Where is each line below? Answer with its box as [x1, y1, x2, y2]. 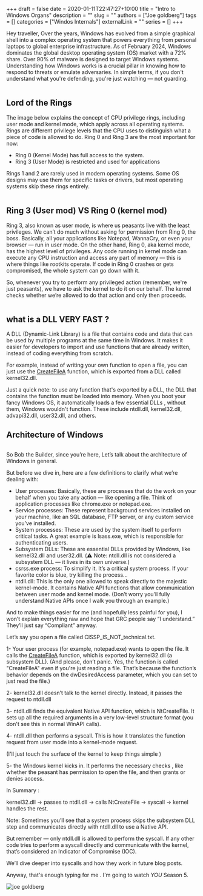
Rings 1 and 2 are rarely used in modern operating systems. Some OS [6, 169, 180, 177]
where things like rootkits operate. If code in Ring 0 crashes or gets [6, 260, 174, 268]
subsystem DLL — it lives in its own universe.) [15, 558, 130, 566]
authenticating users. [15, 539, 68, 546]
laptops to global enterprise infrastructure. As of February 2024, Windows [6, 42, 191, 50]
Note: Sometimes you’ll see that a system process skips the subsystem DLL [6, 816, 195, 824]
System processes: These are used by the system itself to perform [15, 526, 182, 534]
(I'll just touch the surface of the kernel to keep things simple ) [6, 750, 162, 758]
